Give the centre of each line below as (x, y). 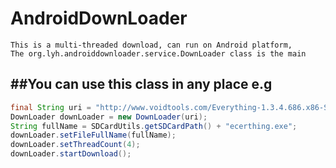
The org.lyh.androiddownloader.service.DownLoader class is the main (158, 53)
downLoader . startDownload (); (71, 154)
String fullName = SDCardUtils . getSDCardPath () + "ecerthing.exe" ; (154, 126)
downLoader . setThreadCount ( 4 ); (75, 145)
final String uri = (51, 107)
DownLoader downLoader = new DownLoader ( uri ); (109, 117)
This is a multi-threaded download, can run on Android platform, (151, 45)
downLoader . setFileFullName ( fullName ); (93, 135)
